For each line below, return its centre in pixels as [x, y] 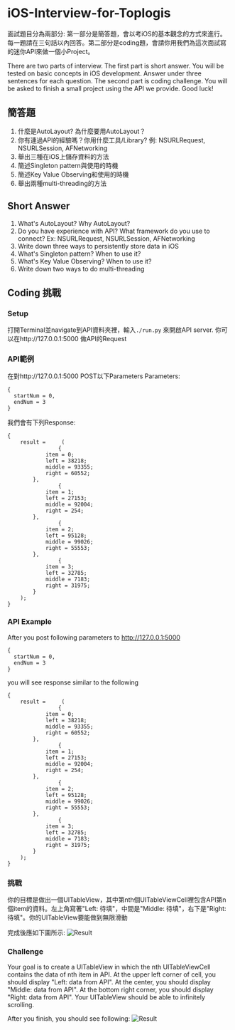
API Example [29, 622]
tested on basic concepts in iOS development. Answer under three [105, 73]
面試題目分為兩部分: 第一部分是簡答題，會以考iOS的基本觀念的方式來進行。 [117, 33]
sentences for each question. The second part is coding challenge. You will [117, 80]
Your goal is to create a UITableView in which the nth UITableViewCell [109, 967]
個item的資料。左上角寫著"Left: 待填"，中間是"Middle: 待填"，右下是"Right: [117, 909]
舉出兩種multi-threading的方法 [62, 183]
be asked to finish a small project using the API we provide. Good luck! [110, 88]
